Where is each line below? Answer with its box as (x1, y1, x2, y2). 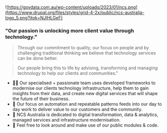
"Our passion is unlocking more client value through (5, 27, 135, 34)
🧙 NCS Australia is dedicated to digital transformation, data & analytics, (12, 112, 159, 118)
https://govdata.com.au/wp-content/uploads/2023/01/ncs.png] (8, 4, 138, 10)
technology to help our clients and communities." (17, 70, 118, 76)
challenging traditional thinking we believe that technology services (17, 50, 156, 56)
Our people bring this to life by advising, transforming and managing (17, 65, 158, 71)
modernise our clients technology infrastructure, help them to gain (12, 85, 149, 91)
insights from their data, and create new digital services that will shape (12, 91, 158, 97)
